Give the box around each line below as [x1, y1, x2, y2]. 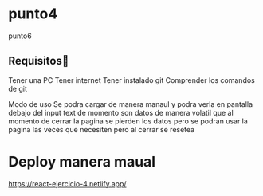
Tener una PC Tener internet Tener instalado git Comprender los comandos [8, 75, 255, 84]
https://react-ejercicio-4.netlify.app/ [8, 178, 127, 188]
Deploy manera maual [8, 152, 156, 171]
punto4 [8, 5, 58, 23]
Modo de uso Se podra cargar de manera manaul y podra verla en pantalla [8, 99, 253, 108]
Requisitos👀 [8, 54, 69, 68]
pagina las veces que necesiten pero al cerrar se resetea [8, 124, 195, 134]
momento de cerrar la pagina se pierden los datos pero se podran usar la [8, 116, 249, 126]
